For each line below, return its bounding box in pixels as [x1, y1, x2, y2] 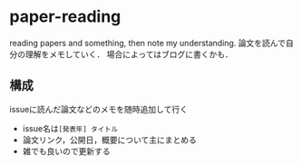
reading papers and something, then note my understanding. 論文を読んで [9, 37, 286, 48]
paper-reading [9, 6, 122, 27]
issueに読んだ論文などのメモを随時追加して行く [9, 103, 189, 114]
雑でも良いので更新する [22, 145, 111, 156]
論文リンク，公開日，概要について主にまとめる [22, 134, 198, 145]
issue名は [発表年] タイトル [22, 122, 119, 133]
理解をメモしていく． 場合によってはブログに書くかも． [24, 48, 233, 60]
